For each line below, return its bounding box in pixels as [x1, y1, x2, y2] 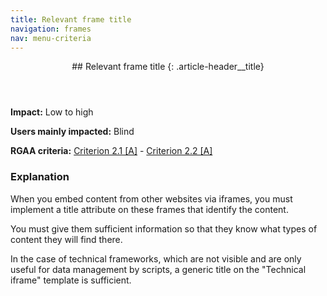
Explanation [10, 170, 70, 184]
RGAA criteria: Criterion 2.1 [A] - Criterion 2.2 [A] [10, 145, 213, 157]
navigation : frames [10, 24, 92, 34]
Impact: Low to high [10, 106, 94, 118]
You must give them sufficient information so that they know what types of [10, 222, 318, 235]
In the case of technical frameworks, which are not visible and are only [10, 252, 302, 265]
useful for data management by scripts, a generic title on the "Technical [10, 263, 307, 275]
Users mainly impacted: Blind [10, 126, 135, 138]
